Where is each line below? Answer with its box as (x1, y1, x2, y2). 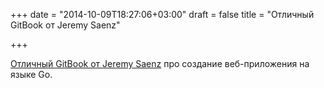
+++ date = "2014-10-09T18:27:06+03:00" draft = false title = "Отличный (10, 9, 315, 20)
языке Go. (10, 69, 53, 80)
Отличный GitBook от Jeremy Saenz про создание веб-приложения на (10, 58, 310, 69)
